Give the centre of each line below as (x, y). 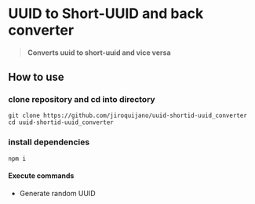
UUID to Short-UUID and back (106, 14)
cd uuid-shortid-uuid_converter (61, 122)
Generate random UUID (57, 193)
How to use (36, 77)
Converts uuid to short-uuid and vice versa (99, 53)
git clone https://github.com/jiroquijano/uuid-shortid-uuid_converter (127, 116)
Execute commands (41, 176)
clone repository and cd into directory (82, 100)
